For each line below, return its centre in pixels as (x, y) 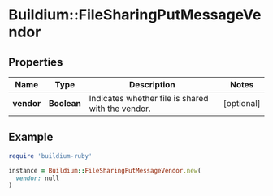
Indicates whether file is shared (149, 98)
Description (152, 85)
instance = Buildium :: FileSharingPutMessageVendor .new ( (105, 170)
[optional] (242, 103)
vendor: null (38, 178)
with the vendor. (120, 109)
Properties (36, 62)
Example (31, 137)
